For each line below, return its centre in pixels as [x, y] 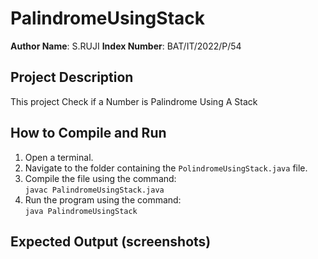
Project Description [72, 77]
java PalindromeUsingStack [81, 211]
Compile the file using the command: [100, 178]
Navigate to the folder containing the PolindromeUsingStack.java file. [166, 168]
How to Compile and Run [88, 133]
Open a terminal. [59, 157]
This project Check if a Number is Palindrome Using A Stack [134, 101]
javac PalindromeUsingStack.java [94, 190]
